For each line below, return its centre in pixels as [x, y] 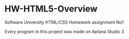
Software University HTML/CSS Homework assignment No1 [64, 22]
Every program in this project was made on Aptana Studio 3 [64, 31]
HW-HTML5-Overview [51, 9]
